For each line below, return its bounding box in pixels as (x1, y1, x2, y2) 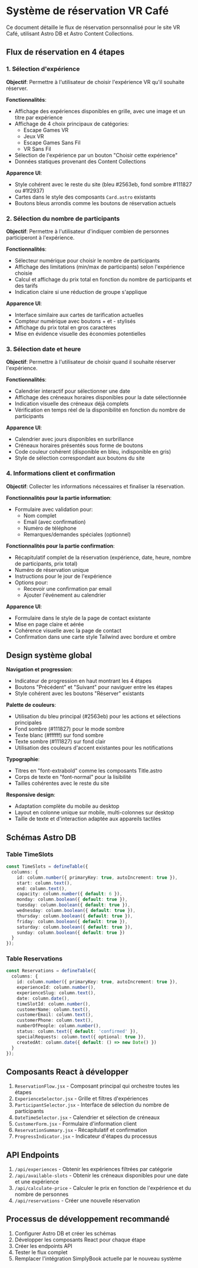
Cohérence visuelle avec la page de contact (14, 627, 122, 634)
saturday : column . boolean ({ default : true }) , (16, 924, 133, 930)
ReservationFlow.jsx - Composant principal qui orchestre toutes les (14, 1082, 180, 1089)
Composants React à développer (6, 1066, 128, 1077)
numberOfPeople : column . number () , (16, 1023, 101, 1029)
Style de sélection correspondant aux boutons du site (14, 454, 145, 462)
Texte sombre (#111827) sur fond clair (14, 738, 106, 745)
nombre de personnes (14, 1191, 69, 1198)
